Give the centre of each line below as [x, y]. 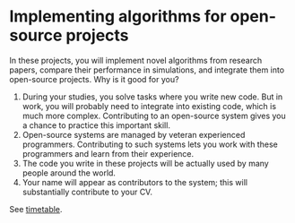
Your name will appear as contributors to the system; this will [135, 182]
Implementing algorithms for [118, 17]
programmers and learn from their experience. [108, 153]
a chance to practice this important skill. [96, 125]
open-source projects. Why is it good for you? [94, 79]
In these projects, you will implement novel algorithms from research [136, 60]
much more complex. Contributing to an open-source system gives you [154, 116]
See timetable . [36, 209]
